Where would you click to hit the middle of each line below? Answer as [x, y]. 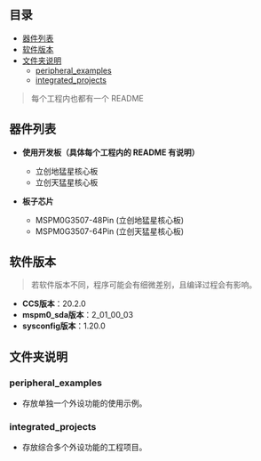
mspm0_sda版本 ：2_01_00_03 [78, 315]
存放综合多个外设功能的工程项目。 [84, 448]
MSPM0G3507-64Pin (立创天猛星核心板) [110, 231]
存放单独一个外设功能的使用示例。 [84, 403]
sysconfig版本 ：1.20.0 [64, 326]
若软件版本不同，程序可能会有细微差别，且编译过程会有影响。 [144, 285]
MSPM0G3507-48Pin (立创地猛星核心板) [110, 220]
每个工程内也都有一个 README [87, 98]
